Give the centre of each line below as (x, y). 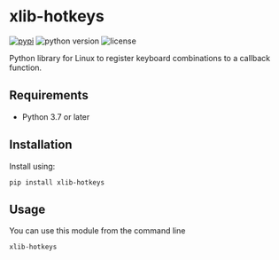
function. (26, 67)
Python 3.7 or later (56, 116)
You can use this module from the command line (97, 231)
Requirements (49, 95)
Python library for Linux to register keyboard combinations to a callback (140, 58)
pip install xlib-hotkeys (57, 182)
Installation (41, 145)
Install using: (32, 166)
